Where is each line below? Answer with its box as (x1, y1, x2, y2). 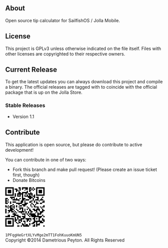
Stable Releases (5, 102, 45, 109)
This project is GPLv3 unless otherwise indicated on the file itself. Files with (5, 45, 161, 51)
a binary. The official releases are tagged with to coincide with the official (5, 84, 157, 90)
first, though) (12, 171, 40, 178)
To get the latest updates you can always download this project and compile (5, 79, 163, 85)
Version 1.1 (12, 113, 34, 119)
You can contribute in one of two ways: (5, 156, 87, 163)
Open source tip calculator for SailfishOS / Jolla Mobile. (5, 17, 120, 23)
